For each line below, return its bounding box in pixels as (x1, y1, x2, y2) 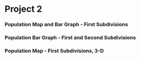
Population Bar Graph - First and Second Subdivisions (4, 34, 136, 41)
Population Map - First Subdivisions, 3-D (4, 47, 104, 54)
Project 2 (4, 3, 42, 15)
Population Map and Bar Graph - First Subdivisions (4, 21, 129, 28)
